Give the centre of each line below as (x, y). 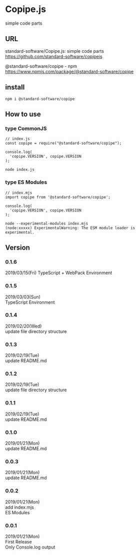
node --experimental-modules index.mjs (47, 224)
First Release (18, 541)
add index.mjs (19, 507)
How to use (23, 114)
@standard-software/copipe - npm (41, 66)
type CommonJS (26, 128)
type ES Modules (26, 182)
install (15, 87)
